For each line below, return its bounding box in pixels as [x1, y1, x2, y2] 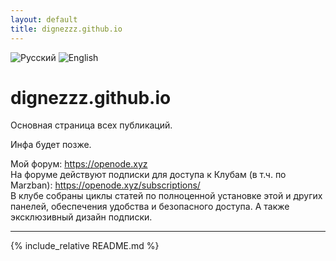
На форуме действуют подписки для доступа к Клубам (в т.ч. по [10, 169, 287, 181]
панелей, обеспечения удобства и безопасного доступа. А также [10, 201, 290, 213]
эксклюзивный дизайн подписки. [10, 211, 153, 223]
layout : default [10, 14, 78, 25]
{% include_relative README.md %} [10, 240, 160, 252]
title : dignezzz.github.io [10, 24, 123, 34]
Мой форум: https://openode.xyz [10, 158, 148, 170]
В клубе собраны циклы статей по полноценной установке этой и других [10, 190, 323, 202]
